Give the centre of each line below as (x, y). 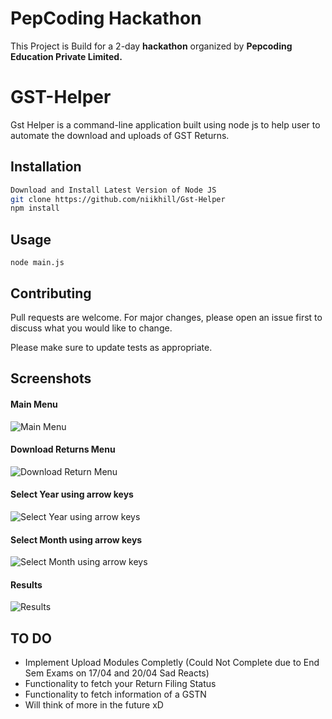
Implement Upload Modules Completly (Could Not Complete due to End (172, 663)
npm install (35, 208)
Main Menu (34, 404)
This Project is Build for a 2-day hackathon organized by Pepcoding (151, 46)
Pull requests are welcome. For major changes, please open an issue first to (166, 317)
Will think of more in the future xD (94, 705)
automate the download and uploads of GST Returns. (120, 135)
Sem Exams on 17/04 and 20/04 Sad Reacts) (117, 673)
